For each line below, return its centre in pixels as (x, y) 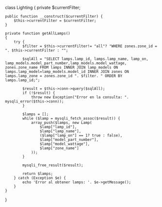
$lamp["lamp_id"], (58, 127)
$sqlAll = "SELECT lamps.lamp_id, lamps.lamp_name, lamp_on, (86, 59)
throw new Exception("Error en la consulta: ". (80, 97)
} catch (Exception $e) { (40, 178)
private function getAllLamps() (38, 34)
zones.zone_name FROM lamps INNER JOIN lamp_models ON (62, 68)
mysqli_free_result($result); (53, 165)
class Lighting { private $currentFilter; (43, 8)
